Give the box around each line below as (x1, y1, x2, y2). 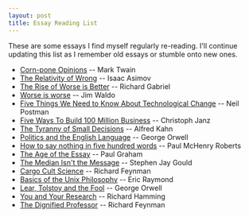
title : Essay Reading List (8, 19, 98, 27)
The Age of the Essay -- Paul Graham (19, 149, 143, 159)
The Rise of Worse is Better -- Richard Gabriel (19, 81, 171, 91)
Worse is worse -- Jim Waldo (19, 90, 115, 99)
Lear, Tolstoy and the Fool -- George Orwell (19, 183, 162, 192)
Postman (19, 107, 49, 116)
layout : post (8, 11, 52, 20)
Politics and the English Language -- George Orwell (19, 132, 189, 141)
